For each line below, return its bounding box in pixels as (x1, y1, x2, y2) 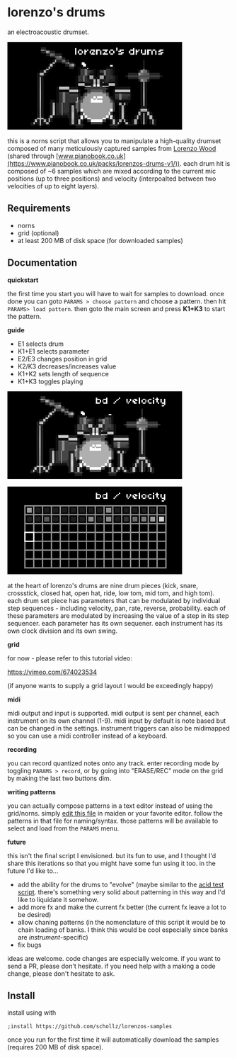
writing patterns (7, 787, 57, 796)
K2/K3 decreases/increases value (17, 362, 117, 371)
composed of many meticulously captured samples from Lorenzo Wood (7, 144, 216, 152)
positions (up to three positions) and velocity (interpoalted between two (7, 174, 216, 183)
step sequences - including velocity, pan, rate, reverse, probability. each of (7, 604, 226, 612)
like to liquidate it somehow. (17, 895, 99, 904)
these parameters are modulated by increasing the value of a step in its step (7, 611, 229, 620)
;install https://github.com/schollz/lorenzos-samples (7, 1023, 173, 1030)
